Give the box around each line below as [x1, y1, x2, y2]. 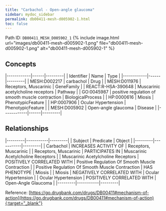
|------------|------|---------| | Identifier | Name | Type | [5, 73, 121, 79]
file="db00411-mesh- [99, 40, 143, 46]
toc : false [5, 21, 28, 26]
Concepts [5, 60, 36, 68]
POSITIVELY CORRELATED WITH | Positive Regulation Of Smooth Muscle [5, 159, 156, 165]
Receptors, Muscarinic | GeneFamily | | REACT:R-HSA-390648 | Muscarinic [5, 84, 161, 90]
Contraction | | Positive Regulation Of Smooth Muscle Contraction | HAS [5, 164, 153, 170]
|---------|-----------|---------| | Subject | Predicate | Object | [5, 137, 133, 143]
